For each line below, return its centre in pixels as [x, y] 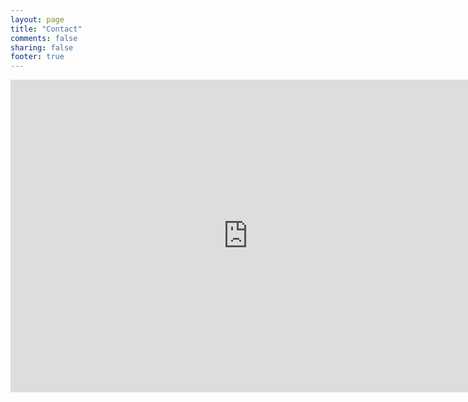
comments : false [44, 38]
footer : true [37, 57]
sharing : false [42, 47]
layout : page [37, 19]
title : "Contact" [46, 29]
